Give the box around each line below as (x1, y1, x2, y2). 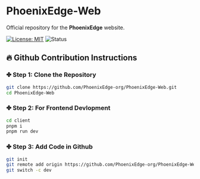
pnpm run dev (6, 128, 39, 135)
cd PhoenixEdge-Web (6, 89, 55, 96)
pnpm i (6, 123, 23, 129)
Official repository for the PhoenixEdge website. (6, 24, 125, 31)
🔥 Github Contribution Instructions (6, 53, 137, 63)
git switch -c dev (6, 167, 52, 174)
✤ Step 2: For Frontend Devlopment (6, 104, 111, 112)
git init (6, 156, 28, 162)
